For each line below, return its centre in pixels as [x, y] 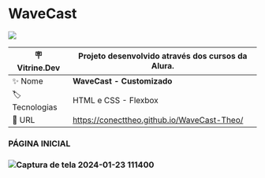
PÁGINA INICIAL [39, 143]
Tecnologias [35, 107]
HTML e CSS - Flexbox [116, 101]
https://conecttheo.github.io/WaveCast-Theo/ [158, 120]
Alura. [163, 66]
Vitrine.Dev [39, 68]
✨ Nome [28, 81]
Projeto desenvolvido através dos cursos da [163, 56]
